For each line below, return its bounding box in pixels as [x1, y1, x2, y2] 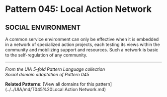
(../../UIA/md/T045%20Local [5, 87, 64, 92]
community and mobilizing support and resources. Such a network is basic [5, 47, 159, 52]
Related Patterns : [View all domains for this [5, 81, 94, 87]
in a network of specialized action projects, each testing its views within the [5, 42, 160, 48]
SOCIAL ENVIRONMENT [5, 23, 81, 32]
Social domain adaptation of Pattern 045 [5, 72, 89, 77]
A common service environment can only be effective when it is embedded [5, 36, 159, 42]
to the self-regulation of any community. [5, 52, 88, 58]
